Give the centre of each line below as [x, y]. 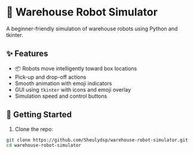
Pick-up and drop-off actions [50, 77]
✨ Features [27, 54]
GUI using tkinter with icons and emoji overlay [73, 89]
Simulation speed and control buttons [61, 96]
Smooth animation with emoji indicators [63, 83]
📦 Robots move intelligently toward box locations [76, 68]
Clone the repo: [34, 129]
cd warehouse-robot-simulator [44, 145]
